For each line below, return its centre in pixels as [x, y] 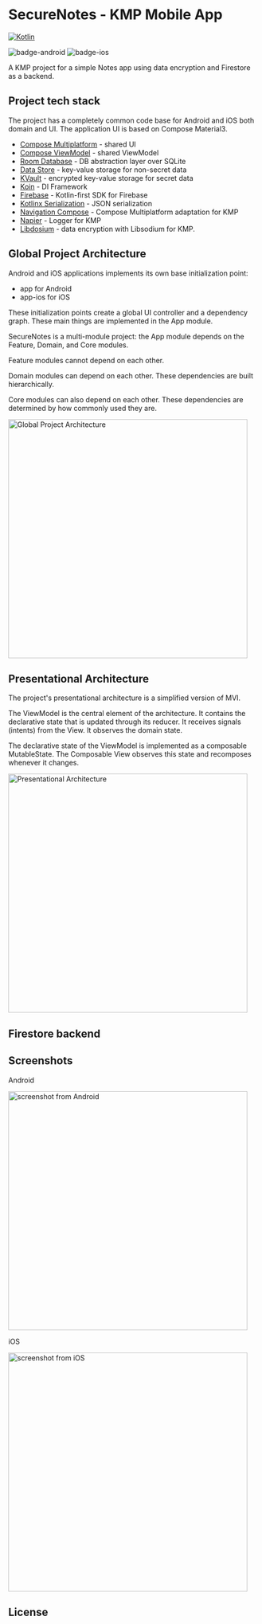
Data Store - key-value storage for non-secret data [103, 170]
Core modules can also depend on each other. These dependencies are [126, 399]
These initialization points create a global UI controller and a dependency [128, 312]
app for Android [46, 288]
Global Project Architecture [77, 254]
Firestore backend [55, 1033]
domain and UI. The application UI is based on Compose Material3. [118, 128]
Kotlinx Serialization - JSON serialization [86, 203]
